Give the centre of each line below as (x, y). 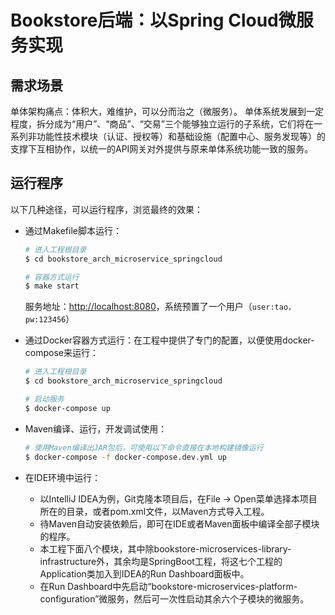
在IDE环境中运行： (63, 477)
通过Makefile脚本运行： (73, 230)
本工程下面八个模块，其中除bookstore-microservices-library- (165, 548)
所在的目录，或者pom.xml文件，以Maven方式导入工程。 (154, 511)
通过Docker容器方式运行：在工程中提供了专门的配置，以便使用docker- (169, 340)
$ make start (52, 286)
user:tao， (273, 307)
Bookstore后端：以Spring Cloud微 (153, 20)
